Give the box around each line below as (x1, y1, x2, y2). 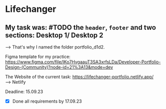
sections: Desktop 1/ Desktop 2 (5, 31, 103, 39)
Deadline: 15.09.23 (5, 89, 43, 95)
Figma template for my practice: (5, 54, 71, 59)
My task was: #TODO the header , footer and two (5, 23, 157, 32)
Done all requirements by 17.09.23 (12, 98, 82, 104)
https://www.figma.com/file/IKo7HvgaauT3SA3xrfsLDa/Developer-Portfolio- (5, 59, 161, 65)
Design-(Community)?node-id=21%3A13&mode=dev (5, 64, 113, 70)
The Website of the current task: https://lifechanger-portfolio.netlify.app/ (5, 74, 154, 80)
